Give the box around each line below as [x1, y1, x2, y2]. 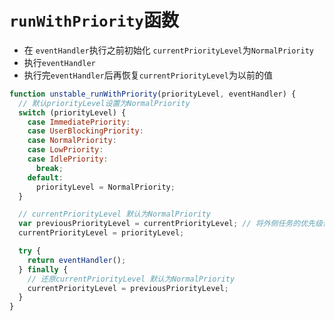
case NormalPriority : [27, 136, 117, 146]
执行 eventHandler [23, 56, 96, 68]
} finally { [18, 264, 69, 275]
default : [27, 172, 64, 183]
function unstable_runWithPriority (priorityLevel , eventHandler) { [9, 89, 297, 99]
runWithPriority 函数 [9, 9, 179, 32]
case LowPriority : [27, 145, 104, 155]
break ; [35, 163, 64, 173]
